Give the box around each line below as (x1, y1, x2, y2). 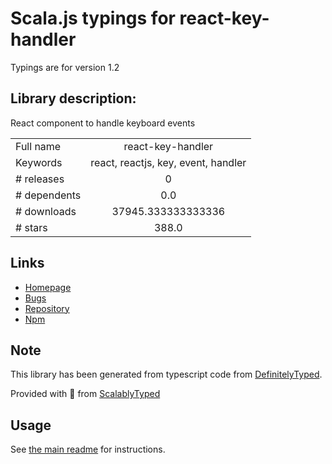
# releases (15, 172, 65, 186)
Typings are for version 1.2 (10, 61, 120, 73)
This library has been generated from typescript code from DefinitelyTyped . (10, 368, 323, 381)
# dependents (15, 188, 82, 202)
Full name (15, 139, 62, 153)
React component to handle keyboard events (10, 117, 196, 129)
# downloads (15, 204, 77, 218)
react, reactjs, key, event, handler (90, 155, 247, 169)
